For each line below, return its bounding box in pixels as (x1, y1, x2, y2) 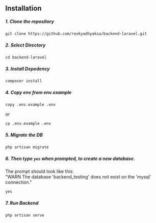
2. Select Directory (5, 42, 46, 48)
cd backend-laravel (5, 55, 47, 60)
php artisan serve (5, 213, 44, 218)
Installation (5, 4, 42, 13)
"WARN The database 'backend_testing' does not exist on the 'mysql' (5, 174, 151, 180)
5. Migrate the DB (5, 131, 43, 138)
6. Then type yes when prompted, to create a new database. (5, 155, 135, 162)
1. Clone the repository (5, 18, 55, 25)
